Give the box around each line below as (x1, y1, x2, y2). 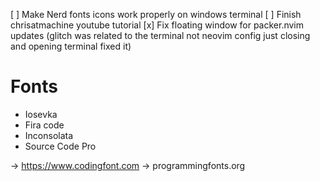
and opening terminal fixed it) (10, 40, 132, 52)
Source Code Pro (24, 140, 97, 152)
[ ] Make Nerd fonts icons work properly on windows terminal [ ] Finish (10, 9, 302, 20)
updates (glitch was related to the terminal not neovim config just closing (10, 30, 311, 41)
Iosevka (24, 108, 58, 120)
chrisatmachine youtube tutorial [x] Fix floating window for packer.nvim (10, 19, 305, 31)
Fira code (24, 119, 65, 131)
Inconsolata (24, 129, 74, 141)
